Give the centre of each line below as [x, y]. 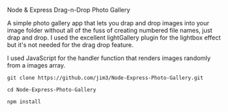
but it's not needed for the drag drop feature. [70, 45]
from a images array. [36, 65]
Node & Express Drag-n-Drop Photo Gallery [69, 10]
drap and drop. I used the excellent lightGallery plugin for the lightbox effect [114, 38]
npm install [24, 102]
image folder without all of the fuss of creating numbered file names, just [110, 30]
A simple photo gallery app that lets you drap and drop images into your [109, 23]
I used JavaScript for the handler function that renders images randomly [109, 58]
